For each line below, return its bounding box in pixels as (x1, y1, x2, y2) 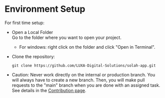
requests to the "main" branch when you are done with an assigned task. (11, 82, 161, 88)
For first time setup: (4, 20, 45, 26)
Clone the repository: (11, 53, 55, 60)
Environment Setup (4, 3, 85, 15)
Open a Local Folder (11, 29, 53, 35)
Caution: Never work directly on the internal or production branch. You (11, 71, 156, 77)
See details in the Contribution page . (11, 87, 87, 93)
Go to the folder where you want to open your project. (11, 34, 122, 40)
